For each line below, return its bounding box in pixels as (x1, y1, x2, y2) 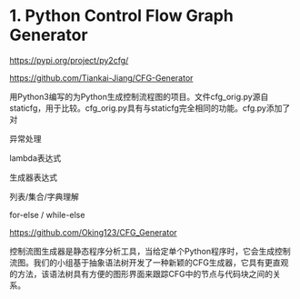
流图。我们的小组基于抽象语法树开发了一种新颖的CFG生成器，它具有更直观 (9, 256, 289, 268)
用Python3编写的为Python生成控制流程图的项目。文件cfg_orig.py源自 (9, 91, 269, 102)
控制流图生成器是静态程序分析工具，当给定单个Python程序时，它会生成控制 (9, 245, 291, 256)
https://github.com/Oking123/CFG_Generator (9, 226, 177, 237)
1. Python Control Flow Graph (9, 5, 234, 26)
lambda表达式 (9, 152, 62, 164)
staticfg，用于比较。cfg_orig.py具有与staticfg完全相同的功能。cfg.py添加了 (9, 102, 291, 114)
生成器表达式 (9, 172, 57, 183)
